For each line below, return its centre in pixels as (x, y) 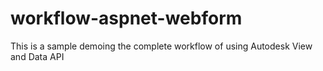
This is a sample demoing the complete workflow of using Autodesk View (161, 46)
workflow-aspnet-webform (126, 18)
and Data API (37, 56)
